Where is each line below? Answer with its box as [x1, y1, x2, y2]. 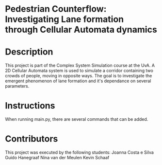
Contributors [5, 133, 58, 145]
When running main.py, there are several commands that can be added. [5, 116, 148, 122]
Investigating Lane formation [5, 14, 124, 25]
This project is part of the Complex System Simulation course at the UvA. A [5, 62, 155, 69]
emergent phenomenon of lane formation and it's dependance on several [5, 78, 151, 84]
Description [5, 46, 53, 57]
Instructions [5, 100, 55, 111]
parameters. [5, 83, 30, 89]
